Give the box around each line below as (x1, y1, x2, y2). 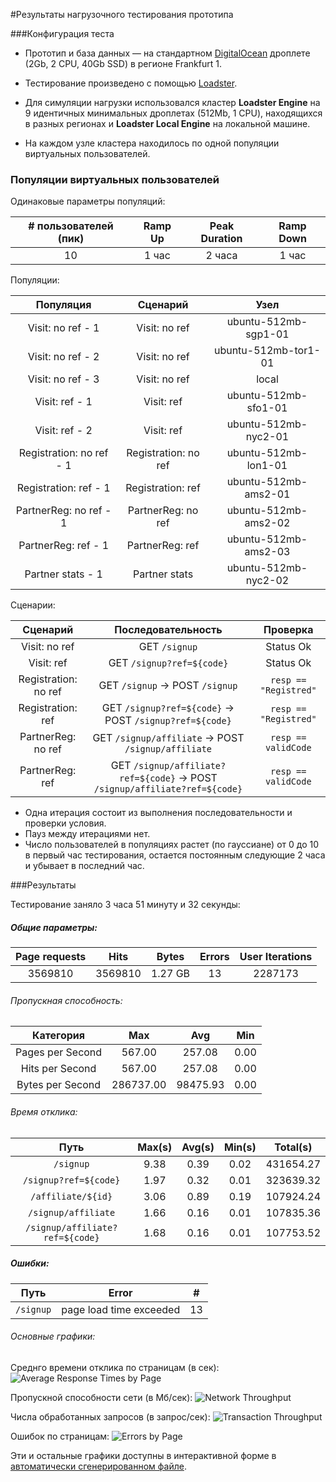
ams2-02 (244, 516, 291, 530)
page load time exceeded (61, 1302, 181, 1316)
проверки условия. (24, 817, 107, 829)
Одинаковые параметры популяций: (10, 195, 166, 208)
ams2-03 (244, 545, 291, 559)
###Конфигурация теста (10, 28, 115, 39)
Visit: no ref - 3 (27, 372, 100, 386)
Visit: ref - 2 (34, 424, 93, 438)
